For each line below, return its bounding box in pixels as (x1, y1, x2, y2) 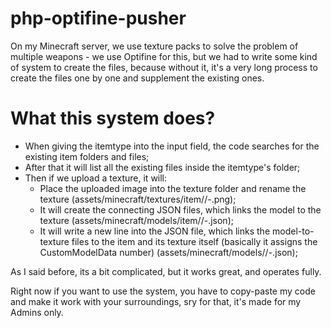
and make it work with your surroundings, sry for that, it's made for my (10, 295, 302, 307)
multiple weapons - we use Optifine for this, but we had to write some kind (10, 50, 318, 62)
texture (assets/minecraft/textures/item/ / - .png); (39, 193, 237, 205)
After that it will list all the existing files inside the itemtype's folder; (24, 161, 301, 173)
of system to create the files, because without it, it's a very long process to (10, 61, 318, 73)
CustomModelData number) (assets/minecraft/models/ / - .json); (39, 246, 298, 258)
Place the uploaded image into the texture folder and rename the (39, 182, 307, 194)
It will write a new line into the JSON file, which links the (39, 225, 271, 237)
